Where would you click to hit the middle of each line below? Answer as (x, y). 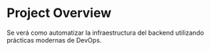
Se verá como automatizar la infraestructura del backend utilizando (105, 33)
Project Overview (59, 13)
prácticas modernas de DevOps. (54, 40)
